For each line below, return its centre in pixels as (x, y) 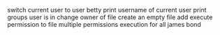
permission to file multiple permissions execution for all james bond (104, 24)
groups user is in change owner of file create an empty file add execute (110, 17)
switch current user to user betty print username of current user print (107, 10)
